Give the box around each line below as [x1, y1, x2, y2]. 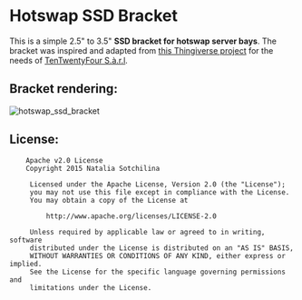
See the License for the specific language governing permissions [29, 267, 286, 276]
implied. [9, 259, 43, 268]
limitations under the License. [29, 283, 152, 292]
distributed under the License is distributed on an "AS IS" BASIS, [29, 243, 295, 253]
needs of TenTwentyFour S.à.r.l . [9, 55, 129, 65]
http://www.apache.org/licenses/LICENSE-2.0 [45, 211, 218, 221]
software [9, 235, 43, 245]
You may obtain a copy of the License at [29, 195, 189, 205]
